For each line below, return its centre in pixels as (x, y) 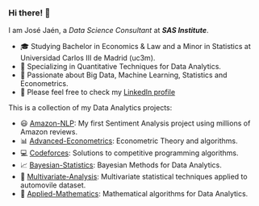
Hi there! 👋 (29, 13)
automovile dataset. (53, 185)
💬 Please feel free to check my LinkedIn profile (98, 93)
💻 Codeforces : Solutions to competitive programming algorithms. (129, 153)
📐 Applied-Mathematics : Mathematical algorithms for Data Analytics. (134, 194)
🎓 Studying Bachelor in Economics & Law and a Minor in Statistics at (136, 47)
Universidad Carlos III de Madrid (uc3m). (88, 58)
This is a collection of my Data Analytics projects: (90, 108)
